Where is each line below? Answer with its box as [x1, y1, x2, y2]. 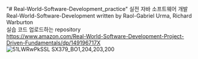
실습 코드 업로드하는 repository [6, 26, 81, 33]
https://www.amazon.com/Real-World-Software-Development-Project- [6, 33, 185, 40]
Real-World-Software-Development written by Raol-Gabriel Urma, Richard [6, 12, 192, 19]
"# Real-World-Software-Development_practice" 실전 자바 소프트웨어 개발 [6, 5, 188, 12]
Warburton [6, 19, 34, 26]
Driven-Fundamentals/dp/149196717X [6, 39, 101, 46]
